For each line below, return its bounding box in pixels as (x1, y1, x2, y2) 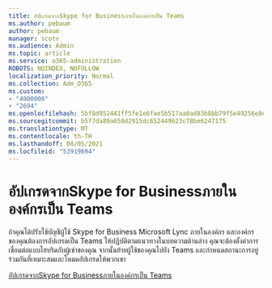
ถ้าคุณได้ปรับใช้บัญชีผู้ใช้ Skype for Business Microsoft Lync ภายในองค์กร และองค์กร (8, 227, 255, 237)
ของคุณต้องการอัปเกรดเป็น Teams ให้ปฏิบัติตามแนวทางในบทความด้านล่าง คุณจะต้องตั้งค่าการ (8, 236, 259, 246)
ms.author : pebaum (8, 19, 70, 28)
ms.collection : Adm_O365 (8, 79, 92, 87)
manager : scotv (8, 34, 60, 43)
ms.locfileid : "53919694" (8, 147, 96, 155)
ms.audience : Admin (8, 42, 74, 50)
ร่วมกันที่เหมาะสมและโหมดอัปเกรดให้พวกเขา (8, 254, 126, 264)
